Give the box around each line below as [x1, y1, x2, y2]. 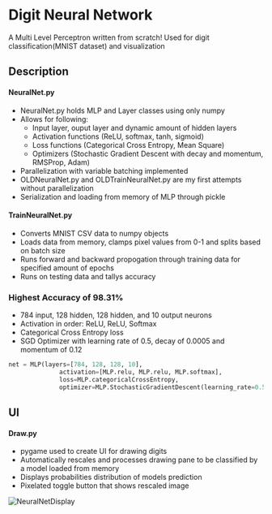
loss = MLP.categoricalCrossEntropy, [59, 375, 180, 383]
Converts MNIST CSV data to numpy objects [19, 228, 169, 238]
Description [8, 65, 69, 79]
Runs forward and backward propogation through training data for [19, 254, 241, 264]
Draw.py [8, 428, 38, 438]
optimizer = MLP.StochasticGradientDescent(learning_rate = [59, 383, 255, 391]
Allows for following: [19, 114, 89, 123]
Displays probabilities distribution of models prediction [19, 473, 202, 482]
